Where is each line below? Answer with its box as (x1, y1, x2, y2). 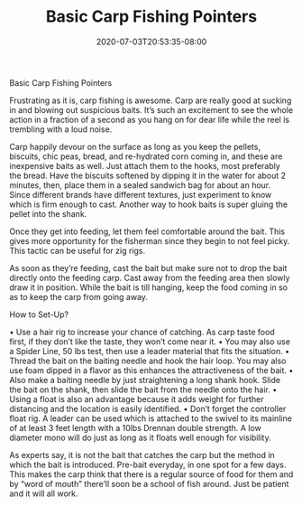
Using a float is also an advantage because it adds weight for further (9, 393, 264, 404)
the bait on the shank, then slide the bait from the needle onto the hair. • (9, 384, 278, 395)
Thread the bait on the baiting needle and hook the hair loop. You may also (9, 355, 287, 366)
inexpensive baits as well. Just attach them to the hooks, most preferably (9, 160, 281, 171)
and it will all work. (9, 488, 78, 499)
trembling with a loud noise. (9, 124, 113, 135)
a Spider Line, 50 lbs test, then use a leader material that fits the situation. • (9, 345, 290, 356)
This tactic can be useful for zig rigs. (9, 245, 146, 256)
